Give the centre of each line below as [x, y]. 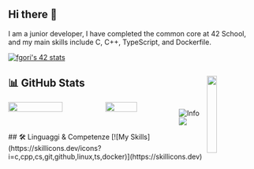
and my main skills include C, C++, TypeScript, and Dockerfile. [110, 42]
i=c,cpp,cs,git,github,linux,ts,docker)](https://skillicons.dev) [105, 156]
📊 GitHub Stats [47, 83]
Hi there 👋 [33, 15]
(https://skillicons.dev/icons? [55, 148]
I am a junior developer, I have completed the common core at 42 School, [127, 33]
